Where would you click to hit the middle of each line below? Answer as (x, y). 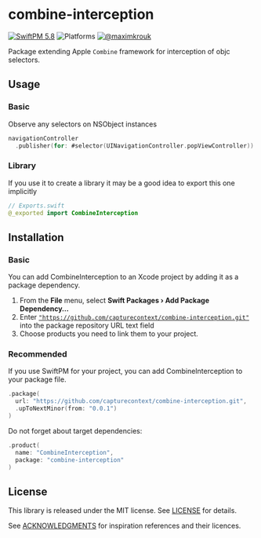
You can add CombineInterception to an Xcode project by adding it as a (123, 277)
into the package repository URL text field (87, 326)
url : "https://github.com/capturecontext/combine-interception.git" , (131, 401)
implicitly (23, 191)
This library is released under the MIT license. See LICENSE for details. (123, 511)
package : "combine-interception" (70, 460)
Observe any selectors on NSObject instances (83, 124)
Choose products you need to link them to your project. (109, 334)
